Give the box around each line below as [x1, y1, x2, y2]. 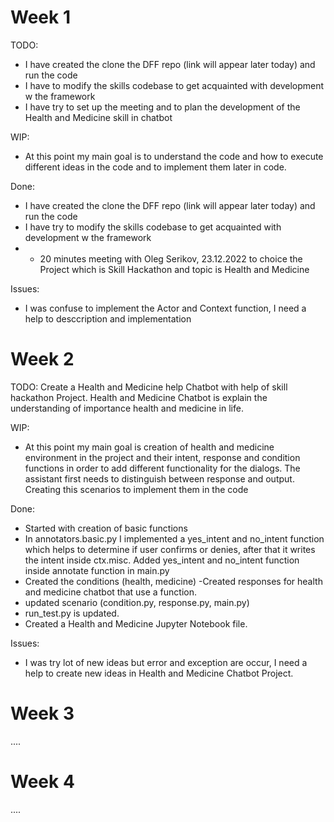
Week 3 [10, 702, 75, 725]
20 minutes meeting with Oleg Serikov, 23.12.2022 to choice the [39, 252, 303, 265]
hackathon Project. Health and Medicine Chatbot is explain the [10, 391, 268, 403]
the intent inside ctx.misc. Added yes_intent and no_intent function [24, 554, 300, 566]
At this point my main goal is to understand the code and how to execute [24, 150, 324, 162]
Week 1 [10, 6, 71, 29]
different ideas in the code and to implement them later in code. [24, 161, 287, 173]
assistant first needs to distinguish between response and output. [24, 472, 295, 485]
